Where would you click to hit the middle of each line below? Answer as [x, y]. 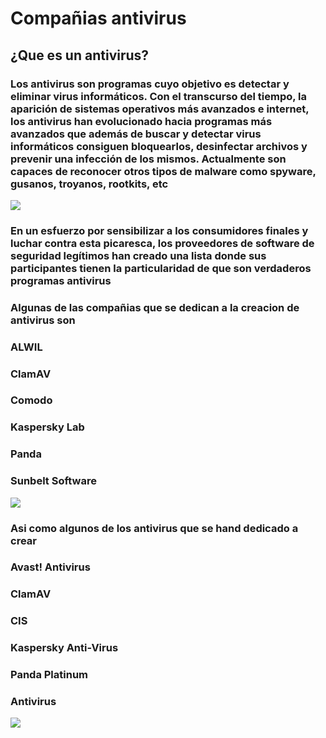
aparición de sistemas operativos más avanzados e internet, [160, 109]
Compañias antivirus [98, 18]
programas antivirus [61, 280]
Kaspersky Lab [47, 427]
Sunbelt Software [53, 481]
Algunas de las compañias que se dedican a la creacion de [155, 307]
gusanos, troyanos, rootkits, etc [89, 184]
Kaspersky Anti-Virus [64, 648]
